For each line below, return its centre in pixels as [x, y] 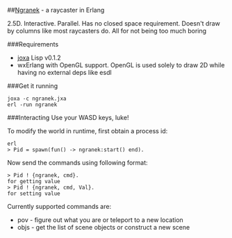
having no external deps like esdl [65, 73]
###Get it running [32, 86]
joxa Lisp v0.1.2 [39, 58]
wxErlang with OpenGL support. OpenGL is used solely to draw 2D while [121, 65]
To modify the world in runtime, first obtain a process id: [88, 131]
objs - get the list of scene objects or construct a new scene [103, 227]
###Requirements [33, 44]
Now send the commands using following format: [77, 163]
